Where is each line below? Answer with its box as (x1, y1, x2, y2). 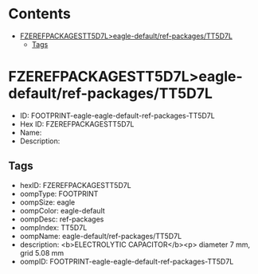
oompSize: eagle (19, 197, 76, 207)
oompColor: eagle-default (19, 205, 105, 215)
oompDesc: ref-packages (19, 214, 104, 224)
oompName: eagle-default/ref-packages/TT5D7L (19, 231, 182, 241)
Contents (8, 5, 72, 23)
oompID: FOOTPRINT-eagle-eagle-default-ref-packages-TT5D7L (19, 256, 234, 266)
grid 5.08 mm (19, 248, 64, 257)
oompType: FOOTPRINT (19, 189, 99, 198)
